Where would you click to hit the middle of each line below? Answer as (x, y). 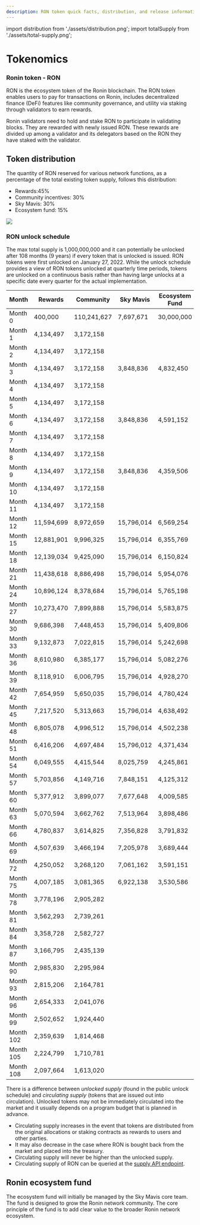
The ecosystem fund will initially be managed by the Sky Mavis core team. (97, 1197)
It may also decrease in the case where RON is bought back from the (99, 1145)
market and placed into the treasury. (59, 1151)
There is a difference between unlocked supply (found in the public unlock (97, 1089)
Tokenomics (37, 59)
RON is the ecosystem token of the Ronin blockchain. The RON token (91, 91)
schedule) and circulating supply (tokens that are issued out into (85, 1095)
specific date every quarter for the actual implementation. (77, 281)
